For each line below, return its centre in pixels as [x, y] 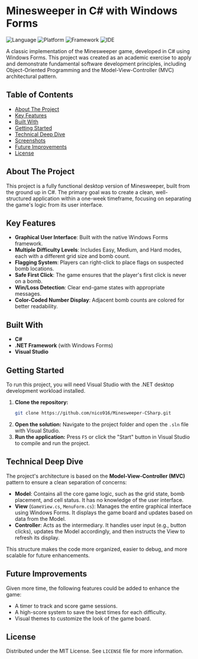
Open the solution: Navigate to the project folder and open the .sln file [102, 424]
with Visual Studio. [37, 430]
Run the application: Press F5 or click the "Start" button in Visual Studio [102, 437]
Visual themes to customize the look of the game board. [83, 618]
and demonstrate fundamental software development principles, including [96, 64]
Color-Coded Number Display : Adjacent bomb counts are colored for [100, 300]
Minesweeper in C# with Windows [92, 11]
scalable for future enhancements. [48, 555]
